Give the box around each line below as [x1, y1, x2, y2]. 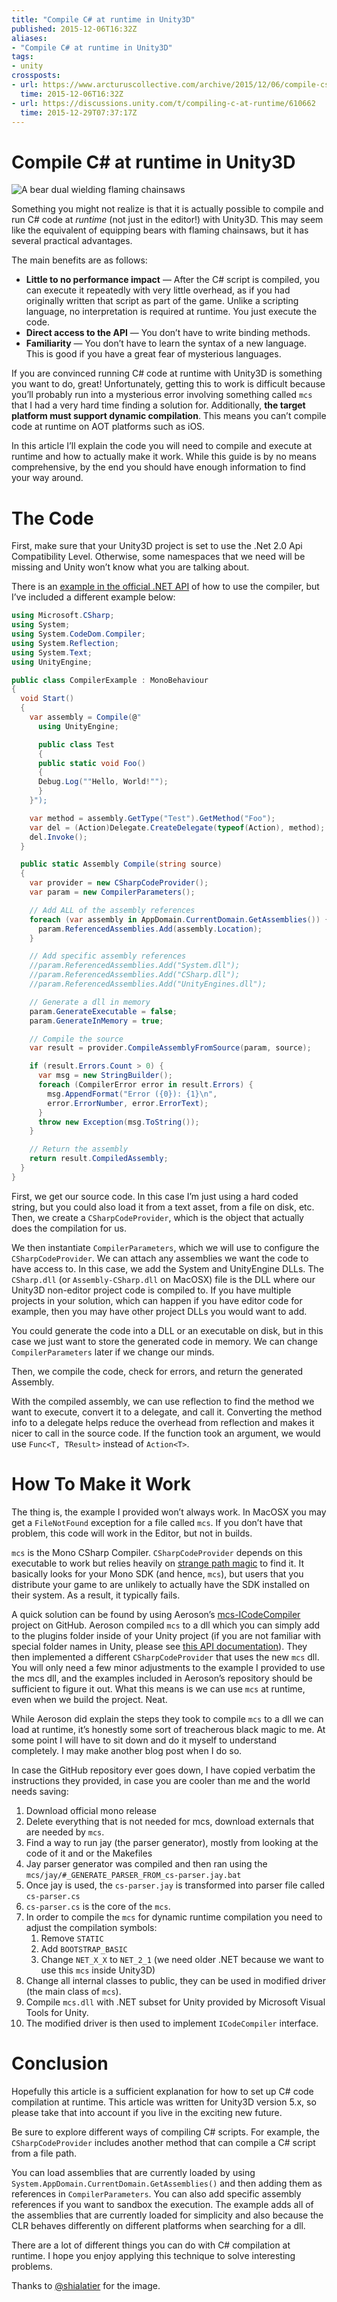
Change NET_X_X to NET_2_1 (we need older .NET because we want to [40, 1953, 324, 1965]
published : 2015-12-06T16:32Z [11, 24, 138, 34]
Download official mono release [25, 1804, 157, 1816]
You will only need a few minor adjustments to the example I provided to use [11, 1661, 326, 1673]
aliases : [11, 33, 48, 43]
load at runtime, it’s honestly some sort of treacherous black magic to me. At [11, 1723, 326, 1735]
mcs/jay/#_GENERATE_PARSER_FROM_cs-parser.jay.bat [25, 1870, 242, 1880]
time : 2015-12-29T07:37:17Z [20, 107, 138, 118]
